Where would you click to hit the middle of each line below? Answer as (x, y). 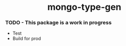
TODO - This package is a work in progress (58, 23)
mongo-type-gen (84, 7)
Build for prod (27, 39)
